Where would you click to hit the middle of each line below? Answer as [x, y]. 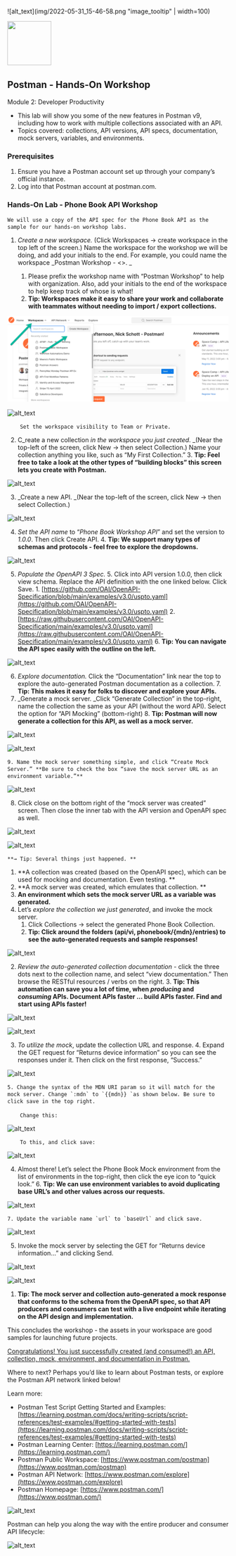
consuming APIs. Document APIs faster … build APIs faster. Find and [120, 997]
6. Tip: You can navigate [190, 641]
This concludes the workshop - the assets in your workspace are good [110, 1330]
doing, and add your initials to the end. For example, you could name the [122, 255]
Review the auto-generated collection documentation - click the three [118, 967]
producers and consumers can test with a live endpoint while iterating [122, 1309]
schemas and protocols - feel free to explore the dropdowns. [108, 547]
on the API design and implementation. [75, 1317]
